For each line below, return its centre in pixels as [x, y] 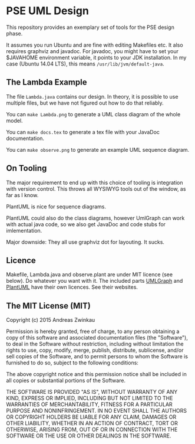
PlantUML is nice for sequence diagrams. [56, 206]
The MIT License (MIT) [49, 306]
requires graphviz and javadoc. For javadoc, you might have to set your [92, 51]
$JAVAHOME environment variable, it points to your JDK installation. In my [96, 57]
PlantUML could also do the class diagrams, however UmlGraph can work [95, 218]
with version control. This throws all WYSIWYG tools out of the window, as [96, 189]
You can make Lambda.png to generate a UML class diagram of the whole [93, 114]
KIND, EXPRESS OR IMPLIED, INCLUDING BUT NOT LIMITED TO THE [90, 398]
